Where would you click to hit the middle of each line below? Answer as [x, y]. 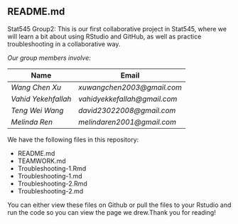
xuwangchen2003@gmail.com [130, 87]
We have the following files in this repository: [73, 139]
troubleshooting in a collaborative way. [64, 44]
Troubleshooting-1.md [50, 176]
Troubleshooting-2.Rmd [52, 183]
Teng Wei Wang [37, 110]
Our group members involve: [49, 58]
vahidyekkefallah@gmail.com [128, 99]
